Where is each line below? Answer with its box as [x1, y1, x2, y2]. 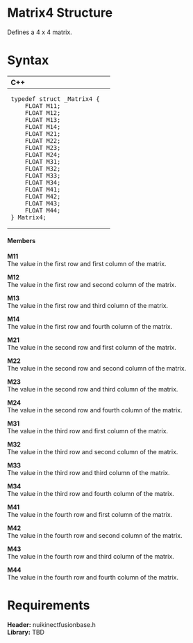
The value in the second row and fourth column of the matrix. [7, 406, 183, 415]
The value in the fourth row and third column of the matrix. [7, 552, 175, 561]
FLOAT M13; [24, 116, 61, 123]
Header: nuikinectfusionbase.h [7, 621, 96, 629]
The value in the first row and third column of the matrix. [7, 302, 169, 310]
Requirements [7, 598, 90, 614]
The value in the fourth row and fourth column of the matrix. [7, 573, 179, 582]
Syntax [7, 52, 49, 68]
